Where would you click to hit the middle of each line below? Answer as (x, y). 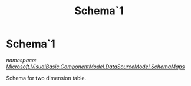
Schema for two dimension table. (46, 78)
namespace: (21, 60)
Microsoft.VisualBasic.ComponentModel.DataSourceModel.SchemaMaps (95, 67)
